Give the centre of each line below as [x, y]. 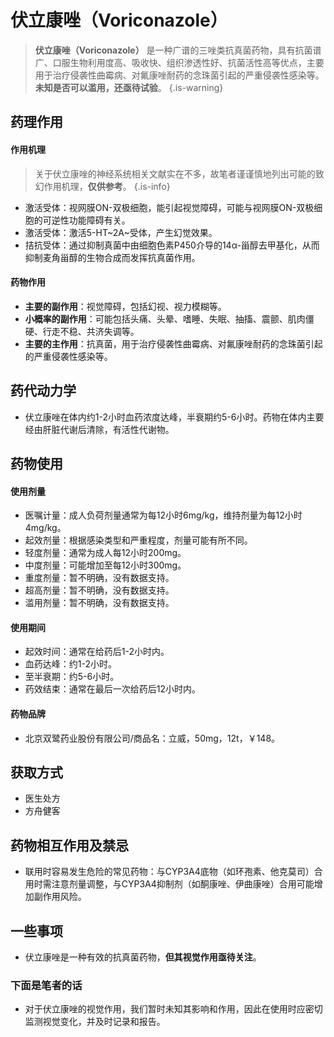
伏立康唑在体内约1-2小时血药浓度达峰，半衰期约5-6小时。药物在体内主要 [174, 417]
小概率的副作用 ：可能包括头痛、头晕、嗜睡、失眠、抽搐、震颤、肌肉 [165, 318]
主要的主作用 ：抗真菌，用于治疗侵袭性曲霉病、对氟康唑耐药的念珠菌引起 [173, 343]
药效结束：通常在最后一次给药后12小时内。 [113, 689]
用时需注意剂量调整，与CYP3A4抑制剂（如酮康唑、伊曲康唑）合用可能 [169, 884]
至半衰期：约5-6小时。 [72, 677]
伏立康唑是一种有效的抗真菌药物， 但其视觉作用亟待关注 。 [143, 957]
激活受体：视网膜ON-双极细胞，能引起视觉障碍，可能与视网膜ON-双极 [169, 207]
